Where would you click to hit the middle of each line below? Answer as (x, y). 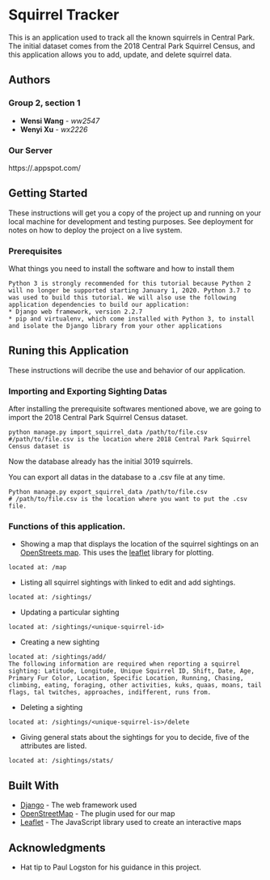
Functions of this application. (67, 526)
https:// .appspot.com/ (44, 168)
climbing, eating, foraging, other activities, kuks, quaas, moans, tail (135, 686)
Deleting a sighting (51, 708)
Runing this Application (69, 351)
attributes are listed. (53, 746)
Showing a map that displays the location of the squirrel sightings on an (139, 544)
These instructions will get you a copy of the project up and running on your (135, 213)
